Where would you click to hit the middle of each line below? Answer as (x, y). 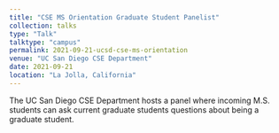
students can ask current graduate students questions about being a (134, 110)
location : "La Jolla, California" (73, 75)
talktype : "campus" (45, 42)
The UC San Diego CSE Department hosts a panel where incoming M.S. (139, 100)
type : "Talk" (33, 34)
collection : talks (43, 26)
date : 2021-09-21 (41, 67)
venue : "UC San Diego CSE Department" (81, 59)
